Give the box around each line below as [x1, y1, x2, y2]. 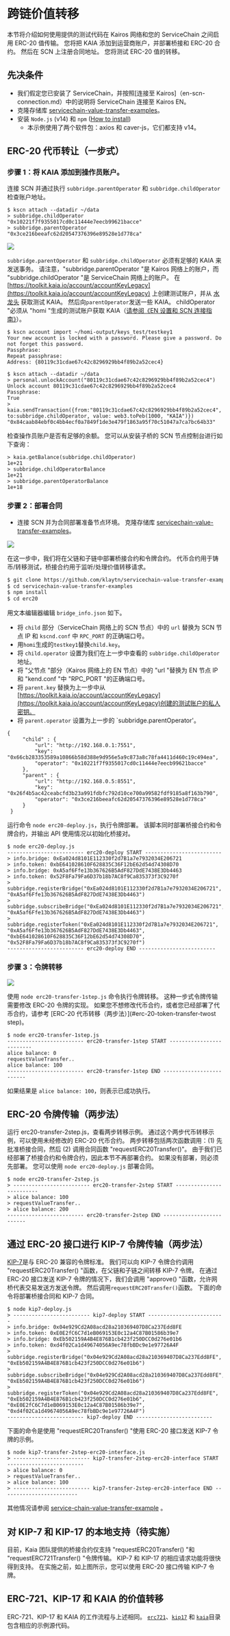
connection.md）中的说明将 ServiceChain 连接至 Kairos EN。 [16, 97, 190, 106]
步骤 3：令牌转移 [7, 962, 63, 972]
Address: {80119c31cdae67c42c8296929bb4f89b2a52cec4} [7, 359, 164, 366]
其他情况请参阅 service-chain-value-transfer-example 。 [7, 1504, 167, 1513]
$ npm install [7, 589, 48, 596]
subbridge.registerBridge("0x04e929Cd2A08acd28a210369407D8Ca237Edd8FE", [7, 1354, 222, 1361]
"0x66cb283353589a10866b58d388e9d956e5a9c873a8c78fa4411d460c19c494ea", [7, 754, 219, 761]
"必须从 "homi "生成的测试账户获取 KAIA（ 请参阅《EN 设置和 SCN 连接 [7, 307, 207, 315]
